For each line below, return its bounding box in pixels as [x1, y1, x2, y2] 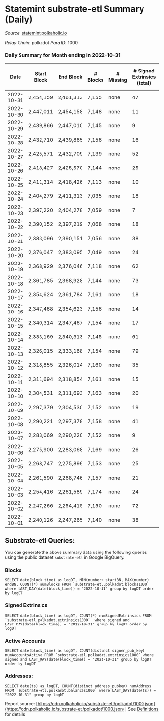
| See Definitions [125, 706, 159, 712]
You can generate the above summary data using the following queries [5, 550, 147, 555]
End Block [58, 73, 82, 80]
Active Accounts [5, 637, 45, 644]
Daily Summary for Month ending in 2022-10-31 [5, 51, 121, 58]
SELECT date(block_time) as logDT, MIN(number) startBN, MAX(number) [5, 578, 150, 583]
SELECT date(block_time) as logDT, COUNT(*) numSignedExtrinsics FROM [5, 613, 152, 618]
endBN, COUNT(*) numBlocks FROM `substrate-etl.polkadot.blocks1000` [5, 582, 150, 587]
